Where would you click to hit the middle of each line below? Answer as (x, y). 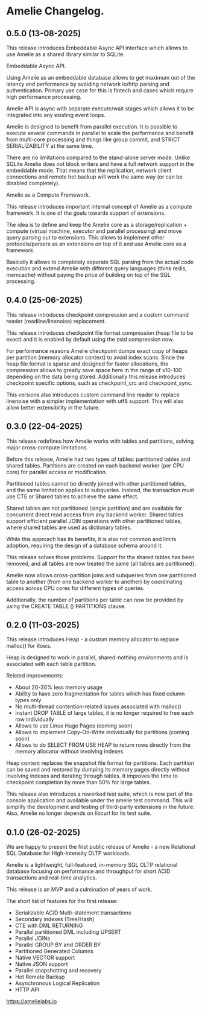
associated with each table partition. (51, 664)
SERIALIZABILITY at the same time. (50, 146)
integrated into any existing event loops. (56, 115)
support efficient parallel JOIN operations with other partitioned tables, (94, 521)
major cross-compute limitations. (47, 447)
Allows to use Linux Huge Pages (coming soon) (74, 726)
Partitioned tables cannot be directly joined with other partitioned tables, (96, 483)
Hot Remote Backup (40, 977)
